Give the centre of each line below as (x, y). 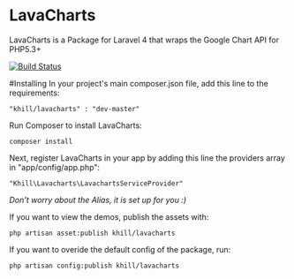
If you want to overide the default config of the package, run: (120, 249)
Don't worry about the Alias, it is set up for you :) (98, 200)
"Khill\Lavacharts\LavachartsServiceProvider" (96, 183)
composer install (41, 141)
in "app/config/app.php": (54, 167)
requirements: (34, 93)
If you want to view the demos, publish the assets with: (109, 216)
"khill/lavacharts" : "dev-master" (75, 109)
